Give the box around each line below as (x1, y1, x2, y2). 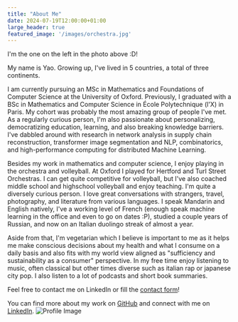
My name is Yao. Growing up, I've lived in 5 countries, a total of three (7, 63, 210, 72)
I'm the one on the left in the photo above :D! (7, 50, 139, 58)
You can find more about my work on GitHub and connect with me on (7, 299, 210, 308)
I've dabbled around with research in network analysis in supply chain (7, 130, 212, 139)
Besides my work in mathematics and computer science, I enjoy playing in (7, 160, 224, 168)
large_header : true (7, 24, 65, 31)
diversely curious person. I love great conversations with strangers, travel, (7, 189, 225, 198)
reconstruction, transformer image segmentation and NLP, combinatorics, (7, 138, 224, 147)
